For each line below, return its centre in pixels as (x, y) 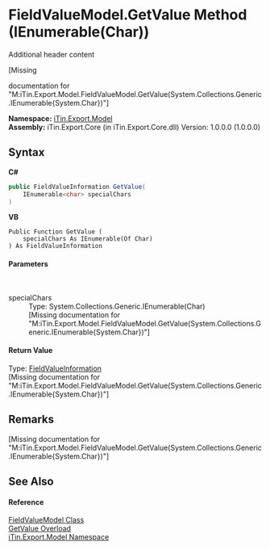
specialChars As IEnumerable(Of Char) (88, 239)
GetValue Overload (39, 529)
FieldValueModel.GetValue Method (128, 15)
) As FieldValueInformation (56, 246)
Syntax (27, 152)
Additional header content (52, 54)
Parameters (28, 263)
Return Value (31, 351)
